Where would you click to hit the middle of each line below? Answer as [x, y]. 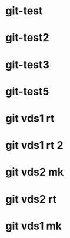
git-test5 [27, 91]
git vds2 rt [31, 199]
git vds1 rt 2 [34, 145]
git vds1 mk [34, 226]
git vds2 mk [35, 172]
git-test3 [27, 64]
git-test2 [27, 38]
